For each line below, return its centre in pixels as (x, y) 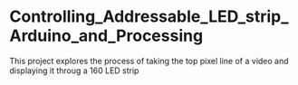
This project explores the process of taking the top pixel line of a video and (149, 61)
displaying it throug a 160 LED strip (74, 71)
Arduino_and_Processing (106, 36)
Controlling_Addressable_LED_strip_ (149, 17)
